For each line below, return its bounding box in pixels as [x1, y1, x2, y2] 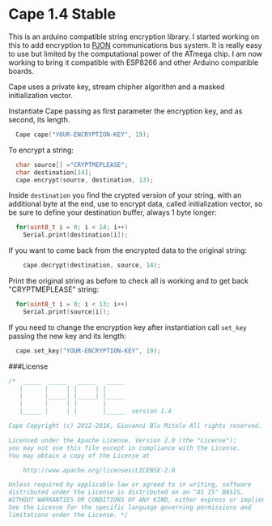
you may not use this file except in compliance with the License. [8, 443, 241, 452]
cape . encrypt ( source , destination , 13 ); [15, 176, 154, 184]
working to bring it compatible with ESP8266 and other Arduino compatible [8, 58, 259, 67]
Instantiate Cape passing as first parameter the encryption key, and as [8, 106, 243, 116]
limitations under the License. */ [8, 511, 129, 519]
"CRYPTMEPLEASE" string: [8, 284, 100, 294]
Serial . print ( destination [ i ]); [23, 231, 129, 239]
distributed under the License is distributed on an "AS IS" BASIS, [8, 488, 244, 497]
